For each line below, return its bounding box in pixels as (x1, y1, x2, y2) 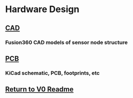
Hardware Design (5, 4, 80, 15)
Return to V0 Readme (5, 85, 74, 94)
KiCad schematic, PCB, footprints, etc (5, 69, 100, 76)
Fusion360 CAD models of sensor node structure (5, 39, 128, 46)
